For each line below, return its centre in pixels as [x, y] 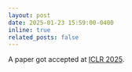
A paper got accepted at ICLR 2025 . [66, 59]
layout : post [29, 15]
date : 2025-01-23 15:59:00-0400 [61, 23]
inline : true [29, 30]
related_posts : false [44, 37]
